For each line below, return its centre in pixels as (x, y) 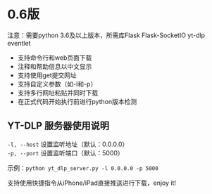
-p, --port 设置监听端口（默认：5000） (66, 153)
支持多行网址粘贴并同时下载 (58, 93)
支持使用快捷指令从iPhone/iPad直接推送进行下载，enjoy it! (92, 183)
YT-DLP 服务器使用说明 (58, 126)
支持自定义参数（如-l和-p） (57, 84)
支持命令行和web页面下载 (55, 58)
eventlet (19, 43)
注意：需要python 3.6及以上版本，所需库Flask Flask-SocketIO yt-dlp (106, 35)
